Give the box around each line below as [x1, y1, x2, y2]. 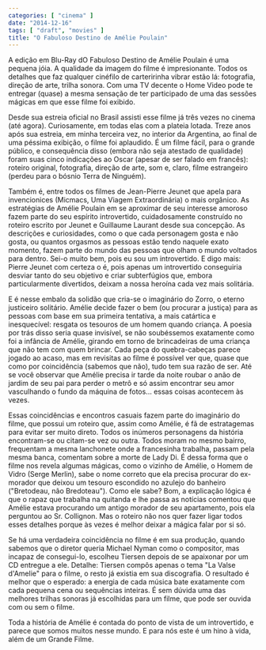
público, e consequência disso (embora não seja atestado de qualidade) [8, 146, 244, 156]
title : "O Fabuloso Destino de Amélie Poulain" [8, 33, 169, 42]
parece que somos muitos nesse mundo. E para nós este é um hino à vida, [8, 626, 252, 636]
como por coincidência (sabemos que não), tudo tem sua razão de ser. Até [8, 361, 252, 372]
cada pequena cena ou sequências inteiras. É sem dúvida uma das [8, 586, 226, 595]
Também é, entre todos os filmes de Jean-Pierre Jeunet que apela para [8, 187, 241, 196]
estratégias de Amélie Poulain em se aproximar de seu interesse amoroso [8, 203, 248, 214]
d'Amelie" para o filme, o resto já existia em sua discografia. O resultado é [8, 569, 249, 578]
